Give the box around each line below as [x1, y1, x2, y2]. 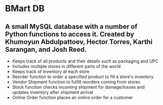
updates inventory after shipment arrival [12, 89, 93, 95]
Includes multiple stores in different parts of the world [12, 63, 121, 69]
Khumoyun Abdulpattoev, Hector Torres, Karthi [5, 38, 153, 46]
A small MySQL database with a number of [5, 22, 138, 31]
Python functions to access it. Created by [5, 30, 135, 38]
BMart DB [5, 3, 45, 14]
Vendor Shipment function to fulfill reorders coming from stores [12, 79, 140, 84]
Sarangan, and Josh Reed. [5, 45, 87, 54]
